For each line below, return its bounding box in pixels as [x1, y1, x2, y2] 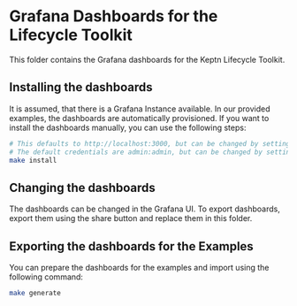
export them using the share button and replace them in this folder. [9, 213, 253, 224]
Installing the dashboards [9, 80, 153, 95]
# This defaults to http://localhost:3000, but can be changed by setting [9, 139, 291, 148]
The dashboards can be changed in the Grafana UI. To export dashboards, [9, 203, 280, 214]
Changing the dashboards [9, 180, 156, 195]
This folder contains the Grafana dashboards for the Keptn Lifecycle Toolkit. [9, 54, 286, 65]
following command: [9, 272, 84, 282]
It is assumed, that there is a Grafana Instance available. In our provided [9, 103, 270, 114]
